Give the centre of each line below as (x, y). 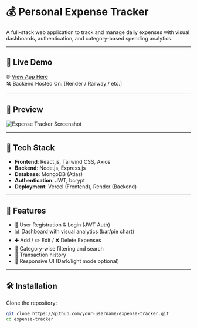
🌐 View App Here (27, 76)
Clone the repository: (32, 303)
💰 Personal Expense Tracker (77, 12)
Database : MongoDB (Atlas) (49, 174)
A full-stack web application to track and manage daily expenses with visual (98, 32)
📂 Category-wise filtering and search (59, 249)
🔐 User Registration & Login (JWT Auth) (62, 225)
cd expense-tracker (30, 319)
